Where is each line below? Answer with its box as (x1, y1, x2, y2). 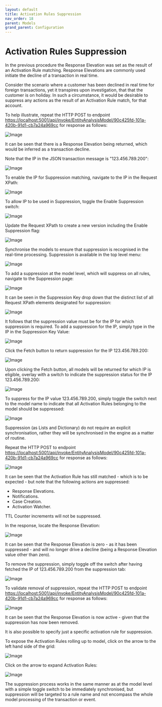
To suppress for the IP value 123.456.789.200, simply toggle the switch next (5, 396, 157, 401)
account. (5, 103, 23, 108)
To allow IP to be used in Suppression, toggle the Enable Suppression (5, 199, 144, 205)
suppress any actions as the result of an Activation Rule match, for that (5, 98, 147, 103)
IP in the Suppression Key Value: (5, 329, 70, 335)
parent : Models (5, 20, 36, 26)
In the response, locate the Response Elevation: (5, 523, 100, 529)
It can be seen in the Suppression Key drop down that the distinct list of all (5, 294, 154, 300)
